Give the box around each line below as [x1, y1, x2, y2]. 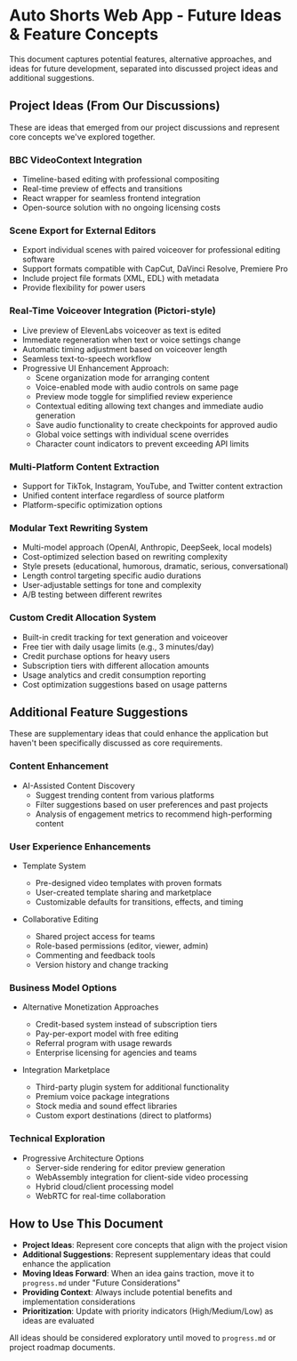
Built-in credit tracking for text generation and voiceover [21, 632, 229, 642]
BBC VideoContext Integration [9, 153, 142, 165]
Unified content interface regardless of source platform [21, 490, 225, 501]
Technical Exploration [9, 1132, 106, 1145]
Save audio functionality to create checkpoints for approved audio [35, 419, 278, 430]
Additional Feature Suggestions [9, 705, 189, 720]
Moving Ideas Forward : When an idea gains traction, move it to [21, 1268, 255, 1279]
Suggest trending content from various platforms [35, 789, 215, 801]
